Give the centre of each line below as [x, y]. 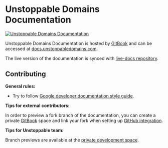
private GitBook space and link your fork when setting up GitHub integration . [84, 120]
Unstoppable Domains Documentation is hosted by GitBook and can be [78, 43]
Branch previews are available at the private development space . [72, 140]
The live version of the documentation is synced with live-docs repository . [82, 58]
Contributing [26, 74]
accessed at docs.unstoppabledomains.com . [52, 48]
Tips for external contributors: [38, 105]
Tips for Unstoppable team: [34, 130]
